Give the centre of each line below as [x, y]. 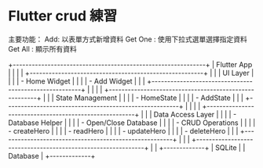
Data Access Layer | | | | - [195, 114]
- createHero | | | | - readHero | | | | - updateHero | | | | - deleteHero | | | [123, 130]
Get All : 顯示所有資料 [42, 48]
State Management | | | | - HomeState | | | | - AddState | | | [150, 98]
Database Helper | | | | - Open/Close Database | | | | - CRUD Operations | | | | [132, 123]
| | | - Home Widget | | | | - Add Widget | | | [77, 81]
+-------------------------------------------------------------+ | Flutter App [130, 64]
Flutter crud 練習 [63, 16]
